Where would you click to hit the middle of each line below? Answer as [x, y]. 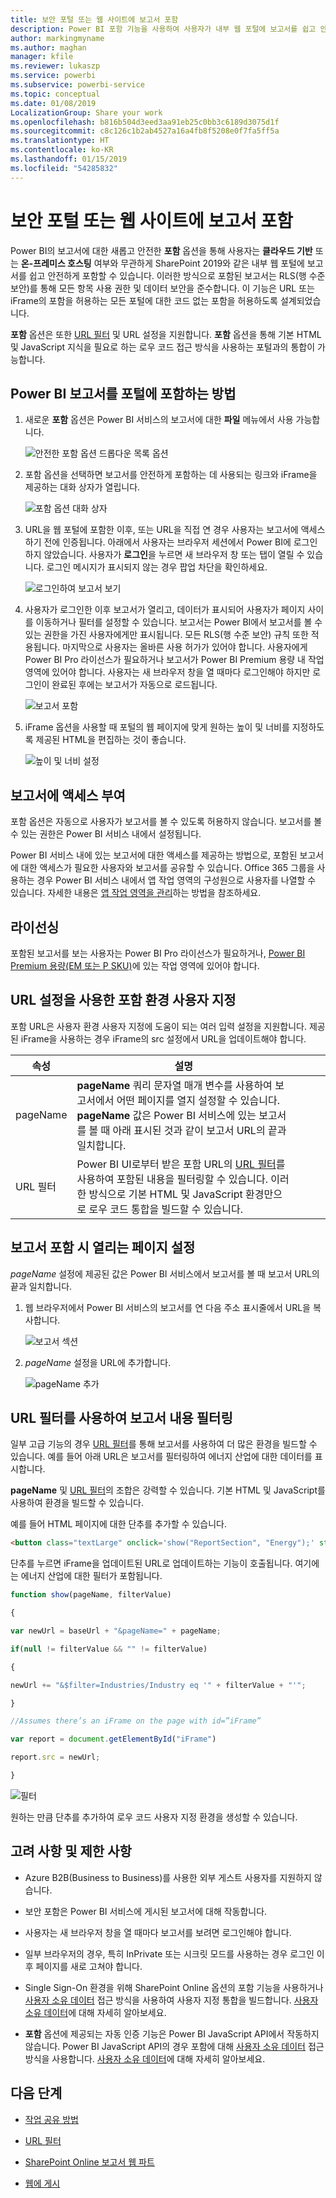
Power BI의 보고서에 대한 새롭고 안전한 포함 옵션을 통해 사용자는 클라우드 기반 [161, 250]
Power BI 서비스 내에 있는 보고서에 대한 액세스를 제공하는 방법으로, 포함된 [154, 855]
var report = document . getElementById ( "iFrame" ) [113, 1739]
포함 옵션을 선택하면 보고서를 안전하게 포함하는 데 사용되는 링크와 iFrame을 [171, 475]
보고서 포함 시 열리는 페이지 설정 [103, 1247]
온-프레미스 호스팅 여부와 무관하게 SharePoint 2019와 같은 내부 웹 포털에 [162, 263]
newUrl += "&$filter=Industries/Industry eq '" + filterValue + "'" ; [158, 1685]
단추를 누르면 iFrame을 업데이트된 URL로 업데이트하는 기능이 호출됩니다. [151, 1563]
